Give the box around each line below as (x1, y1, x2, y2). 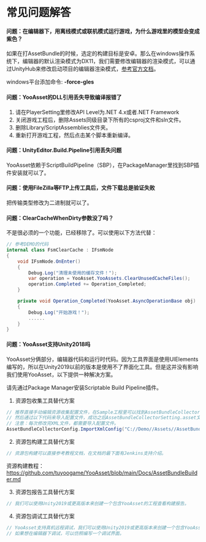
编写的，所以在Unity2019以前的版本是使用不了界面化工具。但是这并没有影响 (6, 363, 199, 370)
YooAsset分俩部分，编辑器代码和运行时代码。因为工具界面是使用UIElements (6, 355, 199, 363)
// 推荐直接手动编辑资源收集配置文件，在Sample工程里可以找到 (6, 409, 145, 415)
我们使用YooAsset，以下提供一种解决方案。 (6, 371, 116, 378)
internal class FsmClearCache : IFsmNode (6, 247, 114, 254)
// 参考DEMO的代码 (6, 241, 49, 247)
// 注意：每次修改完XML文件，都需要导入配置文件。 (6, 420, 119, 427)
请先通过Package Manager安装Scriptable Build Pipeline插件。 (6, 384, 162, 391)
